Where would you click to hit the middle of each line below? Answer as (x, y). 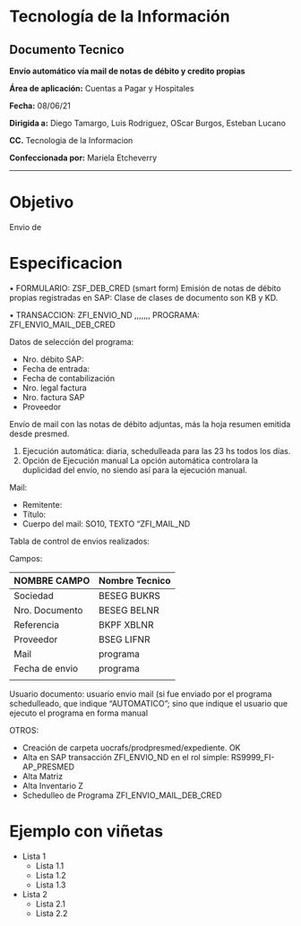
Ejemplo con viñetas (86, 832)
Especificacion (66, 264)
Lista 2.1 (50, 904)
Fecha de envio (46, 668)
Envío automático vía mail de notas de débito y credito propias (127, 71)
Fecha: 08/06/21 (40, 106)
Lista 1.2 (51, 875)
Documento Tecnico (67, 50)
